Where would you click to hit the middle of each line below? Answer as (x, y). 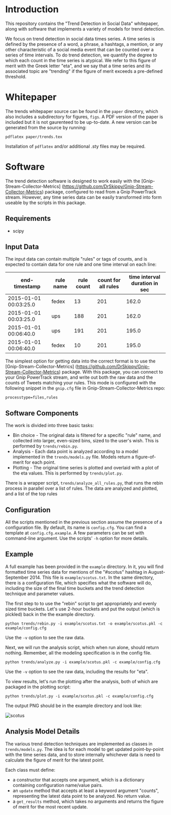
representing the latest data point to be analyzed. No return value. (82, 796)
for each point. (40, 462)
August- (157, 572)
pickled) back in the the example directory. (50, 614)
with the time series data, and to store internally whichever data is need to (83, 754)
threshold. (16, 76)
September (17, 577)
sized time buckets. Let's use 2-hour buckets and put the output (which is (83, 609)
